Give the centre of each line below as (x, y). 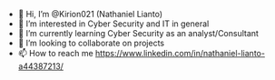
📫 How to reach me (55, 53)
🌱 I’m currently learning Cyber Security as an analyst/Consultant (138, 33)
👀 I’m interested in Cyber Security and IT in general (113, 24)
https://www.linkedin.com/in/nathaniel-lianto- (180, 53)
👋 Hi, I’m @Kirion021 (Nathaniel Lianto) (90, 14)
